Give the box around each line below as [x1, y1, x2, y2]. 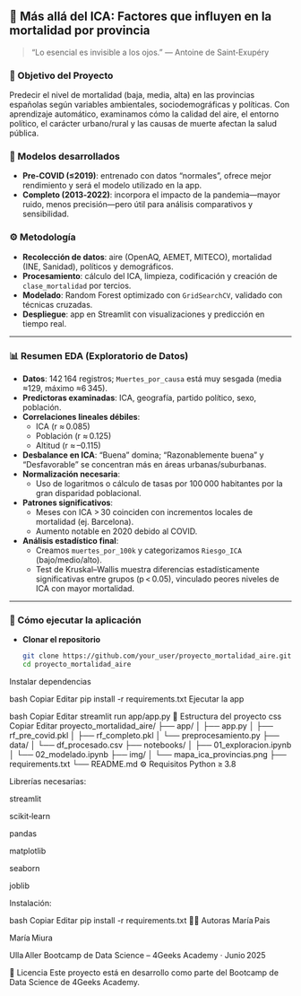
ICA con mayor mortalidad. [35, 583, 135, 593]
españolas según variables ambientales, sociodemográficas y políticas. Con [9, 100, 290, 110]
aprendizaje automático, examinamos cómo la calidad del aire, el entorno [9, 109, 279, 119]
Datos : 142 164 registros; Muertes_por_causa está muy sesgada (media [21, 373, 282, 384]
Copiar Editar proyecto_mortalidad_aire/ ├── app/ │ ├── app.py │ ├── [9, 721, 273, 731]
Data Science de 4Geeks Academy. [9, 977, 141, 988]
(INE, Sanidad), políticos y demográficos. [21, 261, 174, 272]
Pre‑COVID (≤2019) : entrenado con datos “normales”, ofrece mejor [21, 170, 271, 181]
